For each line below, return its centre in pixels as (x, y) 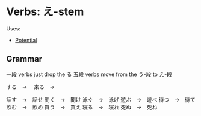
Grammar (24, 59)
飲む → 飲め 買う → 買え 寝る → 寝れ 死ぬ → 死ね (82, 107)
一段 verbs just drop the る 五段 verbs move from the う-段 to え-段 (89, 74)
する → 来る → (31, 87)
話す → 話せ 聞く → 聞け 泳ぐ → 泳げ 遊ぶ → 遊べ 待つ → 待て (101, 99)
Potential (26, 40)
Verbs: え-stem (45, 12)
